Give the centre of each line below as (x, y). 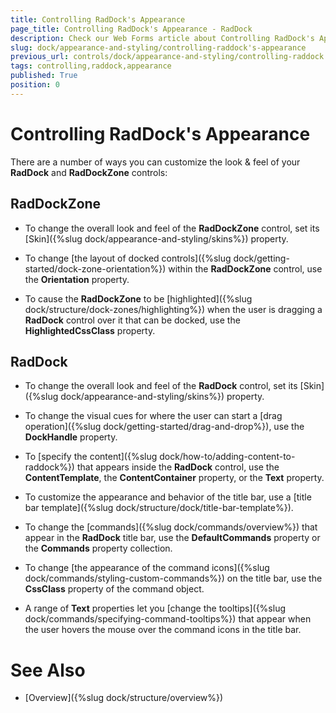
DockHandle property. (71, 437)
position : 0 (35, 85)
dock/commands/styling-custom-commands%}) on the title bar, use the (173, 578)
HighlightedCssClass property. (90, 330)
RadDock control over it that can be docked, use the (132, 320)
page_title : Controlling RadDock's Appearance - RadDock (131, 29)
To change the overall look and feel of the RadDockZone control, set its (172, 228)
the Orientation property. (77, 279)
